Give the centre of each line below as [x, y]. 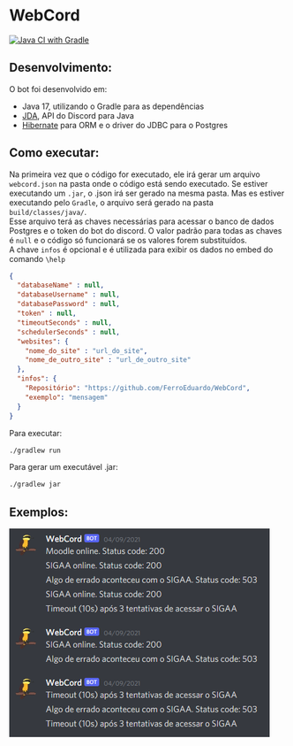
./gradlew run [35, 450]
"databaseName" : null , [60, 285]
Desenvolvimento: [61, 68]
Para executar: [36, 433]
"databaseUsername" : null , [69, 295]
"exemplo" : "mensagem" [67, 397]
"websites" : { [43, 342]
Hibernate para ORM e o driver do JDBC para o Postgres [124, 125]
